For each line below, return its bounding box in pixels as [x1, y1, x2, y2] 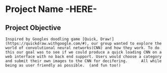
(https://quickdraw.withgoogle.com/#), [5, 41, 90, 46]
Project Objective [5, 23, 61, 32]
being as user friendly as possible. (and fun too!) [5, 63, 121, 68]
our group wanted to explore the [91, 41, 162, 46]
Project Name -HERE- [5, 3, 97, 15]
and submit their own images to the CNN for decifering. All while [5, 58, 162, 63]
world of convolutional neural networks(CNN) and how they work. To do [5, 45, 159, 50]
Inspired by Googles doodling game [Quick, [5, 36, 99, 41]
